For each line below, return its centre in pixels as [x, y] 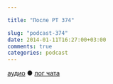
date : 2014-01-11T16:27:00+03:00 [57, 40]
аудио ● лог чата [34, 73]
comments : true [30, 46]
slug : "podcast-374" [38, 33]
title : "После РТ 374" [41, 20]
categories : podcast [38, 53]
